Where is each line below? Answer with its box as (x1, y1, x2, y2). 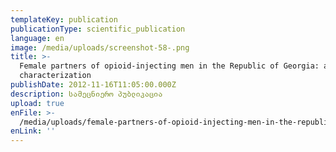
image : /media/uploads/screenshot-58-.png (10, 42, 190, 53)
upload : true (10, 98, 65, 108)
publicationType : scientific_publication (10, 24, 186, 34)
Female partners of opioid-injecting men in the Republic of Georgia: (19, 61, 320, 71)
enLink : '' (10, 126, 56, 136)
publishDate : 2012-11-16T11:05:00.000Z (10, 80, 177, 90)
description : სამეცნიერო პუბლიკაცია (10, 89, 163, 99)
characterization (19, 71, 92, 81)
